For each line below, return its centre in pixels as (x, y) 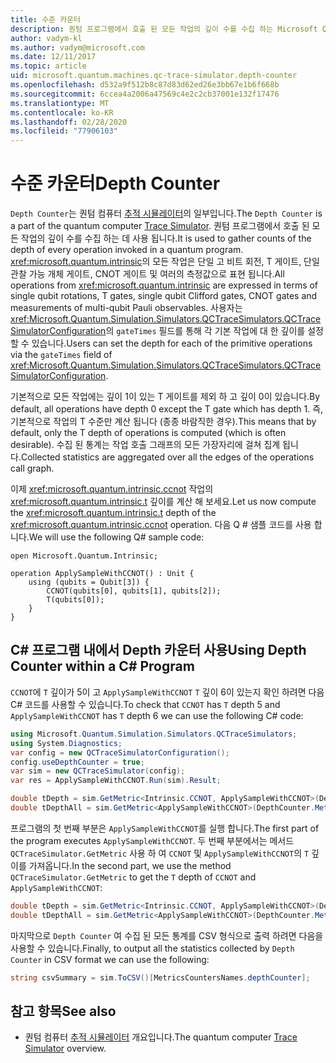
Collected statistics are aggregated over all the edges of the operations (167, 457)
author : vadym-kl (46, 38)
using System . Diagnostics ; (66, 743)
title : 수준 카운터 (45, 19)
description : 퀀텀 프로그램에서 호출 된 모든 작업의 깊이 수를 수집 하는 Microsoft (164, 29)
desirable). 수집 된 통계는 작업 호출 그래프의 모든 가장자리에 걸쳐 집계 (145, 445)
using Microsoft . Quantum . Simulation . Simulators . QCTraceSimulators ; (154, 734)
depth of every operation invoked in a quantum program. (127, 250)
